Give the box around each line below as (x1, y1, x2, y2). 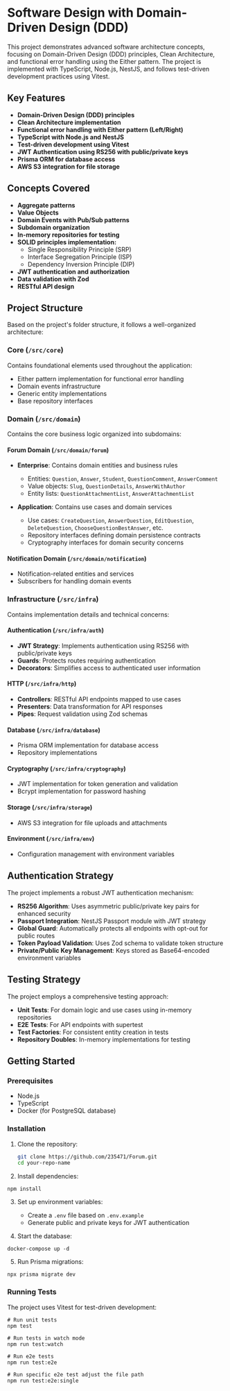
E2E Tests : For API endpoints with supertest (17, 1020, 143, 1028)
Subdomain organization (17, 223, 90, 231)
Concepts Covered (7, 183, 90, 194)
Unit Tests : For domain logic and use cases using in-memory (17, 1006, 192, 1014)
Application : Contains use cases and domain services (17, 503, 172, 511)
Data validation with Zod (17, 274, 89, 283)
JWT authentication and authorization (17, 267, 130, 276)
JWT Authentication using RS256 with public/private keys (17, 147, 188, 156)
